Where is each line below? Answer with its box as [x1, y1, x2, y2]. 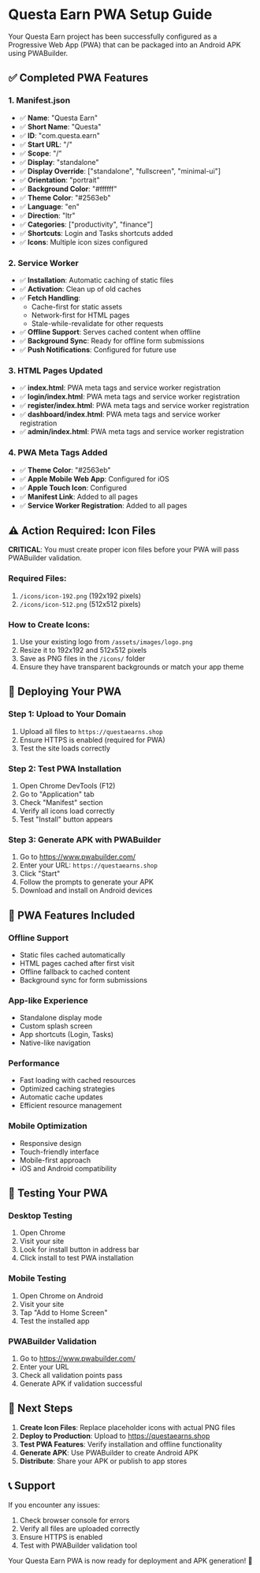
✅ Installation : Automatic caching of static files [19, 275, 174, 285]
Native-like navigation [19, 1038, 91, 1047]
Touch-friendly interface [19, 1147, 100, 1156]
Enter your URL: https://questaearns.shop [19, 860, 158, 870]
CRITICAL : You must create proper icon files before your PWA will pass [8, 545, 240, 554]
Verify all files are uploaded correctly [19, 1523, 140, 1533]
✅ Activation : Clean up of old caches [19, 284, 142, 294]
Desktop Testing [8, 1210, 72, 1221]
